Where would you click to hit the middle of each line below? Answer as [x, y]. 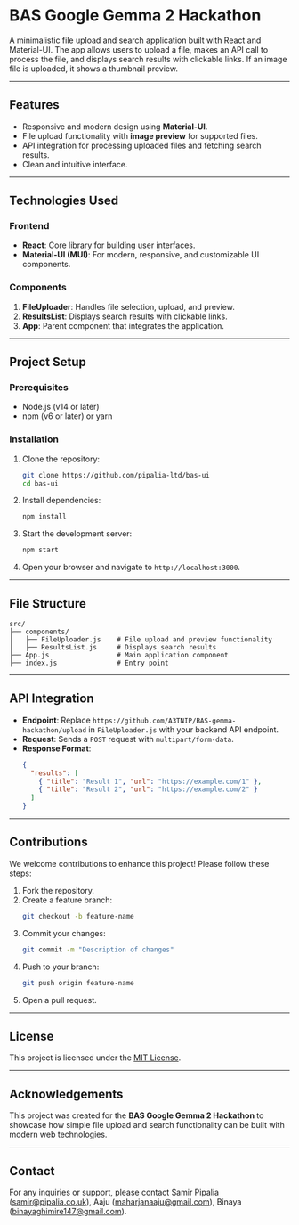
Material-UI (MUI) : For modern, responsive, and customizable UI [141, 255]
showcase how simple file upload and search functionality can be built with [147, 1125]
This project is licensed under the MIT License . [95, 1058]
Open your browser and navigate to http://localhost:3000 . [131, 568]
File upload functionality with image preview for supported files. [140, 135]
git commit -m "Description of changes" [98, 950]
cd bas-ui [40, 483]
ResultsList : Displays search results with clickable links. [125, 316]
